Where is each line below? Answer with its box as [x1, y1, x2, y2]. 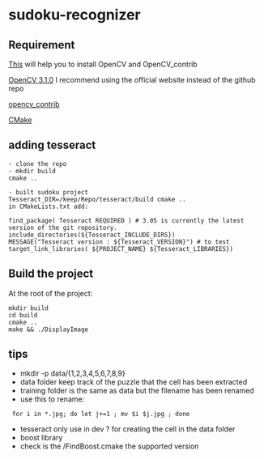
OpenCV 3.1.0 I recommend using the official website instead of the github [8, 75, 257, 84]
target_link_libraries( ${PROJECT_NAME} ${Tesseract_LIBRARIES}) [8, 244, 233, 253]
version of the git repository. [8, 223, 117, 232]
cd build [8, 311, 38, 319]
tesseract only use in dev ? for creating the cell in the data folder [19, 424, 236, 434]
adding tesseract [8, 138, 96, 152]
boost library [19, 433, 63, 443]
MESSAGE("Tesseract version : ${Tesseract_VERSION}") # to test [8, 237, 230, 246]
